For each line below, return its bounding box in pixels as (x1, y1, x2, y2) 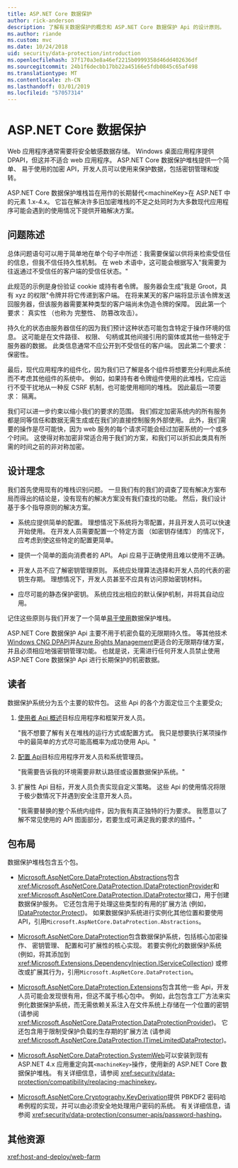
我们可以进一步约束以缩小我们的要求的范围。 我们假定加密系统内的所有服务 (7, 407, 227, 415)
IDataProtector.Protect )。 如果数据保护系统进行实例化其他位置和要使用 (17, 909, 223, 917)
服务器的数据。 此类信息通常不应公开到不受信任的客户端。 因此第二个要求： (7, 341, 228, 349)
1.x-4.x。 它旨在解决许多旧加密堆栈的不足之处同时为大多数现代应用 (27, 198, 223, 206)
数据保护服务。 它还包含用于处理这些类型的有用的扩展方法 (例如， (17, 899, 210, 908)
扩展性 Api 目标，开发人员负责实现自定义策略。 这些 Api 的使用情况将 (17, 782, 220, 791)
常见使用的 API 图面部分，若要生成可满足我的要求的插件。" (30, 815, 202, 824)
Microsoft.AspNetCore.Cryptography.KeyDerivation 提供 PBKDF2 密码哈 (17, 1093, 227, 1101)
